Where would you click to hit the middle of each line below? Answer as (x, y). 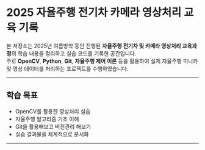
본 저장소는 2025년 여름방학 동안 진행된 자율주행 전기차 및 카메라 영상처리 (94, 46)
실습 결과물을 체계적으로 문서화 (52, 134)
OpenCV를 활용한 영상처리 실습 (53, 111)
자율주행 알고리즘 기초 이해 (47, 119)
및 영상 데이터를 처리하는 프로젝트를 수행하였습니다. (67, 68)
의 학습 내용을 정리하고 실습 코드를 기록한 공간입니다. (74, 53)
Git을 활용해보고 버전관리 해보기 (53, 126)
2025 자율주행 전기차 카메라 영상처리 (94, 12)
